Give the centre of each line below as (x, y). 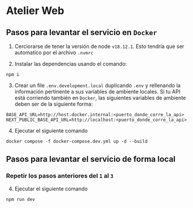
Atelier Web (35, 11)
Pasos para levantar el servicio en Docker (82, 32)
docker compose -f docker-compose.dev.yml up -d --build (77, 141)
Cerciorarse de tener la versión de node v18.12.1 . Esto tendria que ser (99, 46)
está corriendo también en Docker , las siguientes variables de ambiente (100, 98)
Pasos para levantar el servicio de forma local (91, 159)
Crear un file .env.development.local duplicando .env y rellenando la (97, 85)
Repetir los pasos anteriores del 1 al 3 (60, 176)
